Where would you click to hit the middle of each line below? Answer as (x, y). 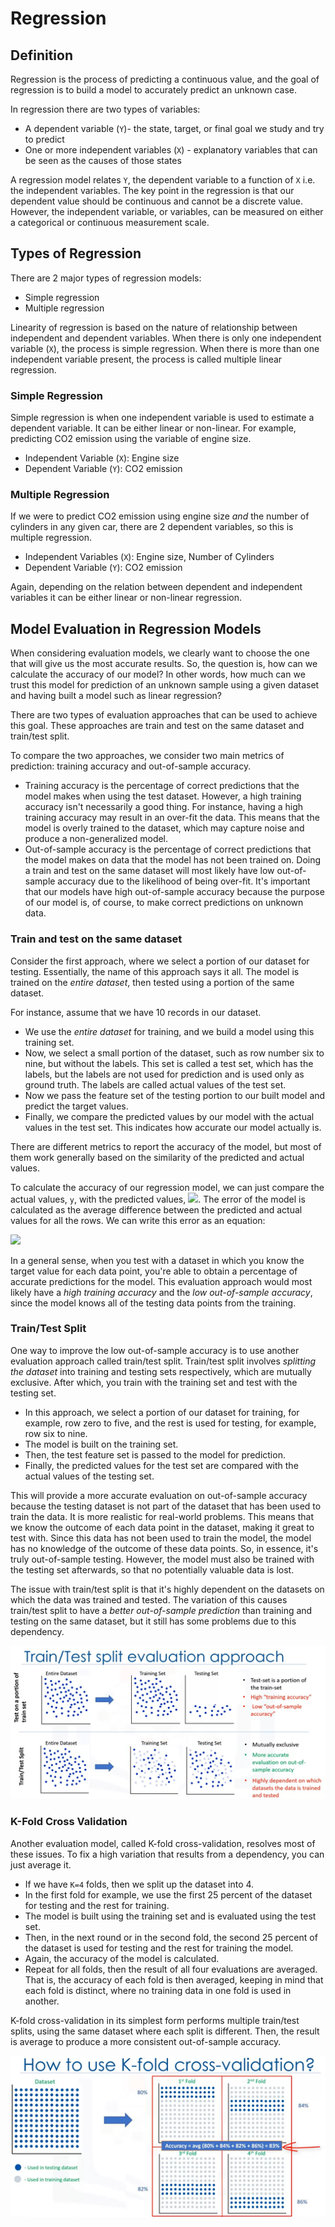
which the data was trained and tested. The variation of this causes (149, 1599)
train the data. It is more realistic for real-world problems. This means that (162, 1516)
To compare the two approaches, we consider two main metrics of (147, 756)
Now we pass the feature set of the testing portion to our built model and (175, 1095)
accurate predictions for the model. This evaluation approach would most (161, 1281)
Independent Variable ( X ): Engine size (102, 458)
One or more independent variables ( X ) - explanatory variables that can (171, 150)
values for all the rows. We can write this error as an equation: (138, 1220)
